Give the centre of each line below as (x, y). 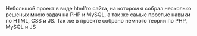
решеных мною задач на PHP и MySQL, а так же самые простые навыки (98, 15)
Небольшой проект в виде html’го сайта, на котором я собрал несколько (98, 8)
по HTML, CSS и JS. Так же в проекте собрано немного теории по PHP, (96, 21)
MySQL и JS (21, 27)
